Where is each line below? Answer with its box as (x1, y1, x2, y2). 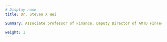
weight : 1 (5, 30, 26, 35)
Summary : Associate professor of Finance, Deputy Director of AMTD (5, 21, 148, 26)
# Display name (5, 7, 37, 12)
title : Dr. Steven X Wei (5, 12, 57, 17)
